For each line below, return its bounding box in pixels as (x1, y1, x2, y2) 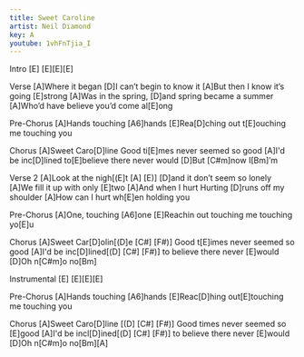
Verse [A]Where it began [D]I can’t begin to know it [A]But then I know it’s (9, 81, 285, 92)
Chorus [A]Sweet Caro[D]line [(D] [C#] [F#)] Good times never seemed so (9, 319, 287, 330)
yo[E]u (9, 219, 34, 230)
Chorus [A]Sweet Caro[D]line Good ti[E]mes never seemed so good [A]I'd (9, 145, 286, 156)
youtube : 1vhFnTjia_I (9, 38, 92, 48)
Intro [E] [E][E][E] (9, 64, 74, 74)
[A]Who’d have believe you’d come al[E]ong (9, 101, 173, 112)
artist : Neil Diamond (9, 22, 92, 31)
